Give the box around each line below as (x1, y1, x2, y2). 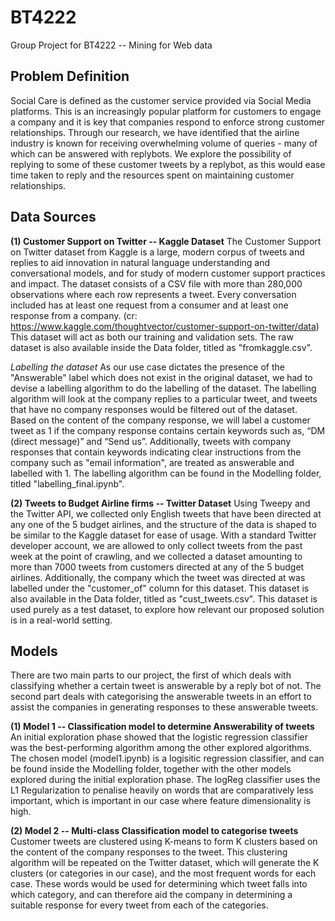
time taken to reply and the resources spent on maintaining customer (10, 169, 295, 181)
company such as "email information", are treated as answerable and (10, 456, 295, 468)
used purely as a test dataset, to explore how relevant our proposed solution (10, 603, 325, 615)
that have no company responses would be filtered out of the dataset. (10, 403, 298, 415)
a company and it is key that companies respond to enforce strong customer (10, 116, 326, 128)
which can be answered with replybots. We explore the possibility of (10, 147, 292, 160)
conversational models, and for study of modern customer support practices (10, 267, 326, 279)
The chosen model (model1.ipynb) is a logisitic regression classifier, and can (10, 752, 325, 765)
